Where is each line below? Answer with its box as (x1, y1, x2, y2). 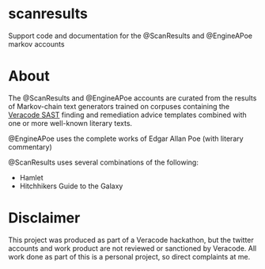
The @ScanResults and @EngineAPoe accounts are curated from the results (8, 93, 257, 103)
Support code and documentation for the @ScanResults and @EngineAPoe (8, 31, 253, 40)
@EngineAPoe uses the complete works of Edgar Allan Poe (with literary (8, 134, 244, 143)
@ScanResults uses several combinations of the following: (8, 157, 199, 167)
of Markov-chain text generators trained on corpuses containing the (8, 101, 230, 111)
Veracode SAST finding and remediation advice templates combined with (8, 110, 247, 119)
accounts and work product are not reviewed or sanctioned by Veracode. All (8, 243, 257, 253)
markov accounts (8, 39, 65, 48)
